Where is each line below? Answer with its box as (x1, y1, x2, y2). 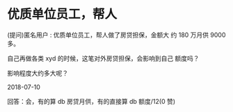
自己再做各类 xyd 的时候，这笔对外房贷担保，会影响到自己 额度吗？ (7, 54, 200, 63)
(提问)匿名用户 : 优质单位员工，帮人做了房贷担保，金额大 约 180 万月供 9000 (7, 31, 226, 39)
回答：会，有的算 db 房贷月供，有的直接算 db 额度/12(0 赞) (7, 97, 176, 105)
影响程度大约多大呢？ (7, 69, 68, 77)
